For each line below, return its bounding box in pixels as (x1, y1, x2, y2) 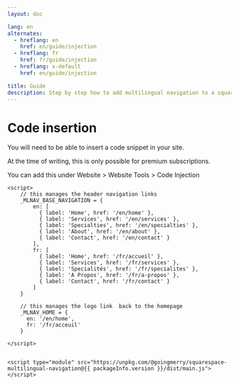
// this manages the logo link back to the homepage (20, 303, 183, 310)
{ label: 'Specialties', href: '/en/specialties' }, (38, 222, 199, 229)
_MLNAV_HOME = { (20, 309, 69, 317)
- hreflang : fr (14, 50, 59, 57)
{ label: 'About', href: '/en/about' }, (38, 228, 161, 236)
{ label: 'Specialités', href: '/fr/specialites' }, (38, 265, 199, 273)
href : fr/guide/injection (20, 56, 97, 64)
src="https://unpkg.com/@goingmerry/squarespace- (77, 359, 228, 366)
